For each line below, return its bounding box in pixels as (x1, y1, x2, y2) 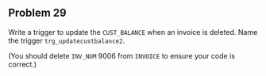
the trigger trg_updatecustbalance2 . (8, 36, 125, 45)
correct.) (8, 59, 37, 69)
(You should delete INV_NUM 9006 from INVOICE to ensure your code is (8, 51, 236, 60)
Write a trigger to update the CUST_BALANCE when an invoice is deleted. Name (8, 27, 258, 36)
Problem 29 (8, 6, 67, 20)
